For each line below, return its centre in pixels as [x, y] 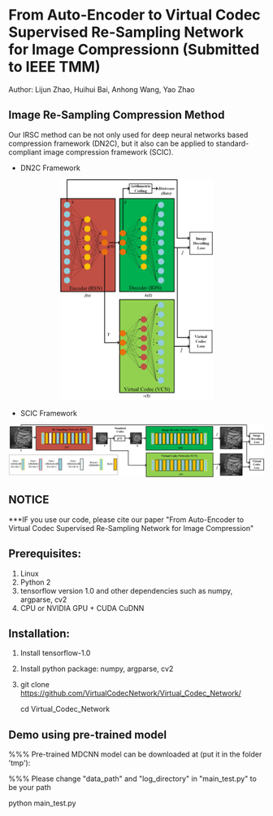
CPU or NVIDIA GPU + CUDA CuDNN [82, 608]
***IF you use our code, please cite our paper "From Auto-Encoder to [126, 520]
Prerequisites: [45, 554]
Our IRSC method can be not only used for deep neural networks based [128, 134]
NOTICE [29, 500]
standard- [232, 143]
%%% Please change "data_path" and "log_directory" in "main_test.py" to [133, 779]
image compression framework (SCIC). [108, 151]
